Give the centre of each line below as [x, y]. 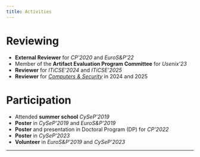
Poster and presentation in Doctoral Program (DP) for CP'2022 [92, 129]
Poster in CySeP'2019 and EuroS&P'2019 [65, 123]
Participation [39, 100]
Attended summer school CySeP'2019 [62, 117]
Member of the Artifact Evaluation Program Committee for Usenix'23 [101, 63]
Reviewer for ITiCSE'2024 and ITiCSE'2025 [68, 70]
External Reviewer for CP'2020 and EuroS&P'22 [74, 57]
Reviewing [33, 41]
